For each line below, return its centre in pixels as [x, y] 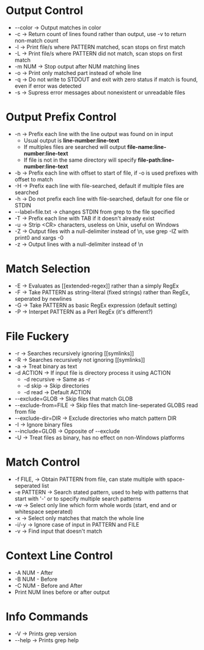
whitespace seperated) [44, 511]
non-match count [36, 40]
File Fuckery [38, 336]
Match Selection [48, 269]
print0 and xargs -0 [39, 237]
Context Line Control [60, 555]
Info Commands [47, 616]
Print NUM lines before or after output [62, 592]
